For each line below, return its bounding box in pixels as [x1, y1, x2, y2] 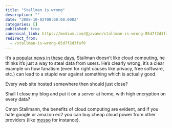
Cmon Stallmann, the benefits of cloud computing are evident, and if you [5, 106, 159, 112]
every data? [5, 96, 31, 102]
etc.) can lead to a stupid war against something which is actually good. [5, 71, 157, 77]
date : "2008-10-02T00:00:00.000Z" [5, 17, 79, 22]
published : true [5, 27, 40, 32]
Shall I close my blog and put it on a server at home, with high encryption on [5, 90, 166, 97]
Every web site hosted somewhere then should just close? [5, 81, 128, 87]
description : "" [5, 12, 40, 17]
